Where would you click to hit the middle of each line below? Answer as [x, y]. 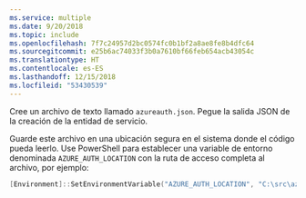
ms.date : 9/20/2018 [46, 26]
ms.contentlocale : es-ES [56, 69]
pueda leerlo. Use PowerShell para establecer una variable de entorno [141, 148]
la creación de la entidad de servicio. [79, 121]
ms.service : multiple [51, 18]
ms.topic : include [44, 35]
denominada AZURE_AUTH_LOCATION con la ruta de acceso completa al [138, 158]
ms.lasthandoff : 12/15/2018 [63, 77]
